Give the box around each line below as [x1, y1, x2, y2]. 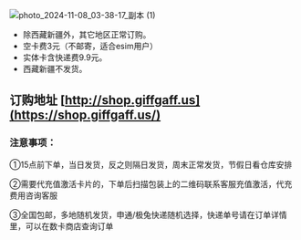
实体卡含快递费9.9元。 [22, 52, 108, 63]
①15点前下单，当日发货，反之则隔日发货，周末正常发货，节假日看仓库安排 [9, 159, 293, 170]
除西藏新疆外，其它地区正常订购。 [22, 29, 151, 40]
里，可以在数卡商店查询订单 [9, 220, 114, 232]
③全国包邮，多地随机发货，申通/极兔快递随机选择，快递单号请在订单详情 [9, 209, 287, 220]
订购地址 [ [9, 92, 66, 109]
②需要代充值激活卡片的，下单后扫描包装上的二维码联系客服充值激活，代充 [9, 178, 293, 189]
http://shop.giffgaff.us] [64, 92, 201, 109]
